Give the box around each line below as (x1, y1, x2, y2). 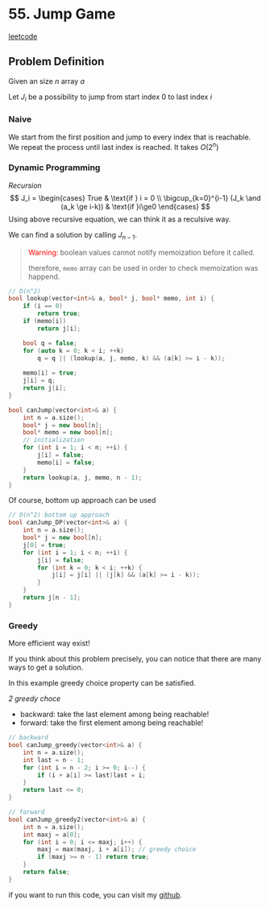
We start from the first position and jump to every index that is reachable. (8, 132, 251, 142)
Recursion (8, 180, 42, 190)
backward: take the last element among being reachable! (19, 710, 210, 719)
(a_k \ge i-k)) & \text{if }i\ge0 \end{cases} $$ (60, 201, 211, 211)
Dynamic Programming (8, 162, 101, 173)
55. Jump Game (8, 5, 116, 23)
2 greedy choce (8, 694, 61, 703)
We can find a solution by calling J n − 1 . (8, 230, 137, 242)
